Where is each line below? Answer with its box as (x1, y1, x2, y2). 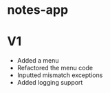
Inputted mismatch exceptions (16, 71, 103, 79)
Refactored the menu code (16, 64, 93, 72)
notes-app (7, 2, 69, 18)
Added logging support (16, 79, 83, 87)
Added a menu (16, 56, 60, 65)
